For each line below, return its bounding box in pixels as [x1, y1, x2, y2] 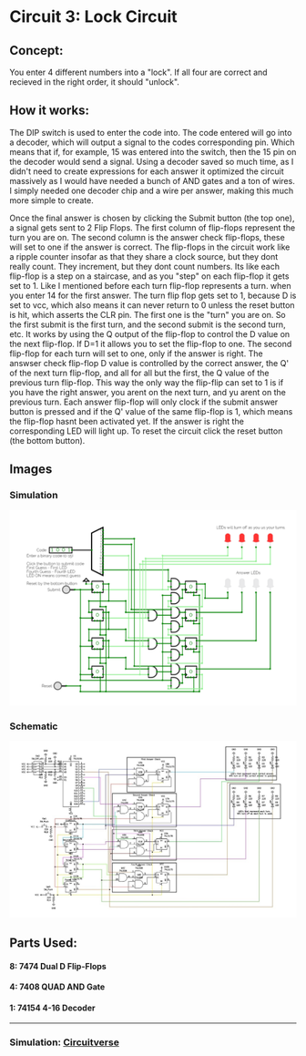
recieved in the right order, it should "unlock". [9, 77, 180, 87]
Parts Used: [9, 936, 77, 951]
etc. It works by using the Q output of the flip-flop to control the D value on [9, 328, 291, 339]
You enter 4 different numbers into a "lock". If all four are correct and [9, 67, 268, 77]
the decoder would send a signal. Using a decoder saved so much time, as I [9, 156, 294, 167]
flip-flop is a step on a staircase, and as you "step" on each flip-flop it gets [9, 271, 290, 282]
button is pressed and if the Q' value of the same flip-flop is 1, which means [9, 405, 293, 416]
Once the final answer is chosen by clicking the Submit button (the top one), [9, 212, 295, 223]
